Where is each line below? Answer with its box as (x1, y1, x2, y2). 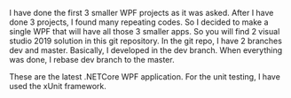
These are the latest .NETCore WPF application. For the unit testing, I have (9, 72, 281, 82)
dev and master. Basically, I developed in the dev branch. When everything (9, 45, 283, 56)
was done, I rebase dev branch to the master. (9, 55, 175, 64)
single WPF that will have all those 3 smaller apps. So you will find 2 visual (9, 26, 280, 36)
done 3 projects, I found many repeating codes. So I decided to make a (9, 17, 269, 27)
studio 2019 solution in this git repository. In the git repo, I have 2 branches (9, 35, 282, 46)
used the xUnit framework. (9, 81, 106, 91)
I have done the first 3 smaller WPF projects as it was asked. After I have (9, 8, 274, 18)
